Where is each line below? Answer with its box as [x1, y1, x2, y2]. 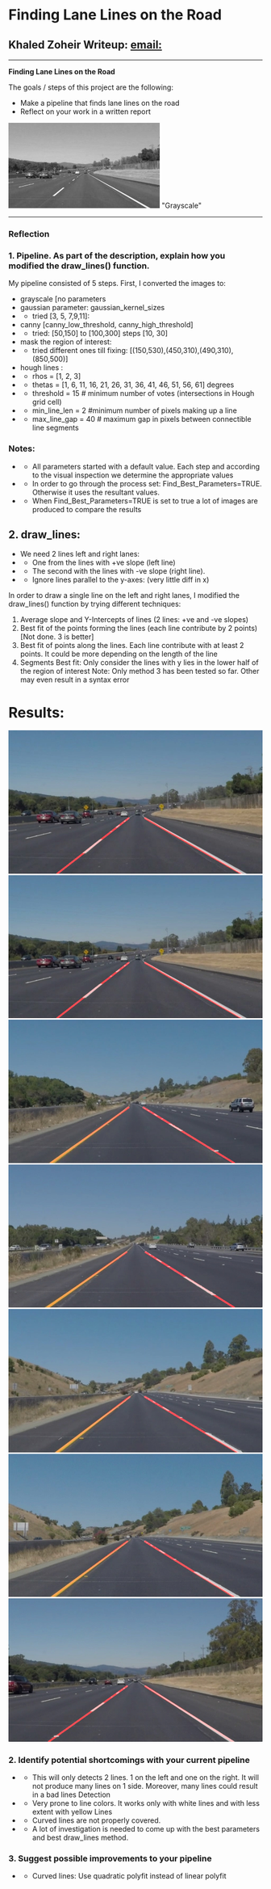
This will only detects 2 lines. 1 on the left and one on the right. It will [31, 1773, 260, 1782]
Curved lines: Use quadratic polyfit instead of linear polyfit [31, 1871, 227, 1881]
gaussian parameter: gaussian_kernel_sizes [19, 303, 165, 313]
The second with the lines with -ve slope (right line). [31, 566, 206, 576]
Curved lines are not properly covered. [31, 1815, 161, 1825]
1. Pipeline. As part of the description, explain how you [8, 250, 226, 261]
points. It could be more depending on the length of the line [19, 649, 218, 659]
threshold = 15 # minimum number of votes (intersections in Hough [31, 389, 255, 398]
